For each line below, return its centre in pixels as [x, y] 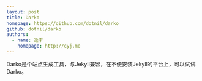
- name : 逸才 [28, 40]
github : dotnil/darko [34, 29]
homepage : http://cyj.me [49, 46]
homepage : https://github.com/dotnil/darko [63, 23]
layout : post [23, 12]
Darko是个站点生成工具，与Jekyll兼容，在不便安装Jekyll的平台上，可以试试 [101, 64]
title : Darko [23, 18]
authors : [17, 35]
